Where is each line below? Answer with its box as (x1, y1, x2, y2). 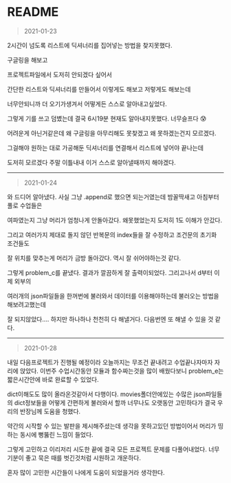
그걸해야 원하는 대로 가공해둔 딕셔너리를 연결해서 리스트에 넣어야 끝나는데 (7, 143, 204, 152)
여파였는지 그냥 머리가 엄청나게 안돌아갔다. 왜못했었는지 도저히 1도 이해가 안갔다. (7, 216, 222, 224)
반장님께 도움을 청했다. (19, 407, 81, 415)
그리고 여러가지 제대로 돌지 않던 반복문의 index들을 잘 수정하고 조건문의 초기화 (7, 230, 217, 238)
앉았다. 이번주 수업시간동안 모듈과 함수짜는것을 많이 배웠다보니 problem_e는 (19, 367, 224, 375)
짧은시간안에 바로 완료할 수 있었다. (7, 375, 99, 383)
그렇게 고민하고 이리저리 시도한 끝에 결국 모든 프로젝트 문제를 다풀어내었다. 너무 (7, 445, 220, 453)
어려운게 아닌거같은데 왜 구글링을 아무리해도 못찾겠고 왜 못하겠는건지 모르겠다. (7, 129, 217, 137)
